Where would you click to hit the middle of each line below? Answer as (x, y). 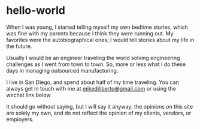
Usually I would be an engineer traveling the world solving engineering (93, 58)
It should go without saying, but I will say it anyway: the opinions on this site (100, 106)
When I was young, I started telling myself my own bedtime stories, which (97, 27)
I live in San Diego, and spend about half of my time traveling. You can (93, 82)
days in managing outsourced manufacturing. (62, 70)
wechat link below (28, 95)
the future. (19, 46)
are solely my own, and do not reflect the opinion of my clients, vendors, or (99, 113)
